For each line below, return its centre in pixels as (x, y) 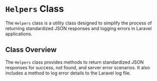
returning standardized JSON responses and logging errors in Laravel (78, 28)
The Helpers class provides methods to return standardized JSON (75, 62)
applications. (19, 34)
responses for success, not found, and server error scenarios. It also (77, 67)
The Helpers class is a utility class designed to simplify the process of (79, 23)
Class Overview (31, 50)
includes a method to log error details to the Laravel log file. (68, 73)
